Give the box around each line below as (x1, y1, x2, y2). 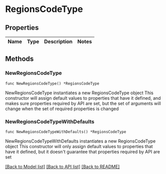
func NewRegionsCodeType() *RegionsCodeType (5, 81, 99, 86)
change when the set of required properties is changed (5, 106, 119, 112)
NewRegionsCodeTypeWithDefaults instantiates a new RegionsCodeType (5, 138, 156, 144)
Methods (5, 55, 34, 63)
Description (44, 38, 72, 45)
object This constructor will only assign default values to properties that (5, 143, 153, 149)
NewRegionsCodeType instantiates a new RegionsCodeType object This (5, 90, 153, 96)
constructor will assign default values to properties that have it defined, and (5, 95, 161, 101)
